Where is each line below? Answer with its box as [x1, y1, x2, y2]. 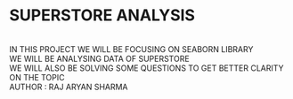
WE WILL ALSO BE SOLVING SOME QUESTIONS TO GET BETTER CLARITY [9, 63, 284, 73]
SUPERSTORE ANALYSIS [9, 5, 196, 26]
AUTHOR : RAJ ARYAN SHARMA [9, 81, 128, 92]
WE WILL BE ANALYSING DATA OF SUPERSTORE [9, 53, 190, 64]
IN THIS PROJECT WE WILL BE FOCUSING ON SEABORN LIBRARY [9, 43, 254, 54]
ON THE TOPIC [9, 72, 65, 82]
